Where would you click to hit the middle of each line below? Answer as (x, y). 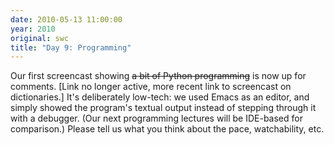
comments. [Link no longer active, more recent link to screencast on (151, 87)
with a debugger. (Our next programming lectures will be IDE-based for (156, 118)
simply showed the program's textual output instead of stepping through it (163, 108)
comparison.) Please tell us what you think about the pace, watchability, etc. (167, 129)
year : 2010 (33, 29)
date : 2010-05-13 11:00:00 (66, 19)
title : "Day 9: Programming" (71, 47)
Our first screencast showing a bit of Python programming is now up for (158, 76)
